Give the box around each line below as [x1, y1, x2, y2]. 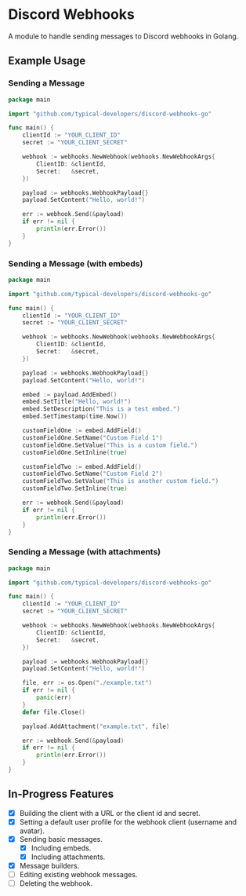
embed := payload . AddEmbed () [22, 390, 118, 398]
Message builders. [19, 861, 80, 871]
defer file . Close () [22, 708, 86, 716]
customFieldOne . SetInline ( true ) [22, 448, 128, 456]
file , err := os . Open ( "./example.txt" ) [22, 679, 153, 687]
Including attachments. [31, 852, 106, 861]
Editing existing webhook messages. [19, 870, 138, 880]
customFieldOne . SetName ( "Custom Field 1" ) [22, 433, 163, 441]
